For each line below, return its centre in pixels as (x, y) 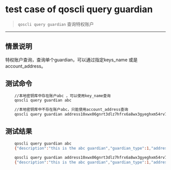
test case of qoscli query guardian (79, 9)
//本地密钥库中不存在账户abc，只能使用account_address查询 (71, 110)
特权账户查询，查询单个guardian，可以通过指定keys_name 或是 (72, 60)
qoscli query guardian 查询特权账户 (56, 24)
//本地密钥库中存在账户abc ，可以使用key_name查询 (63, 96)
